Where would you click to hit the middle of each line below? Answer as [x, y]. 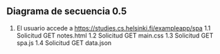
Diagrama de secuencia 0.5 [67, 11]
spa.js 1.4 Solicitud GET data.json [64, 43]
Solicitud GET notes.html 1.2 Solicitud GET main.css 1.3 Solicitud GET [115, 35]
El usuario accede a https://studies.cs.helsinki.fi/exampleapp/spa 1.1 [113, 28]
